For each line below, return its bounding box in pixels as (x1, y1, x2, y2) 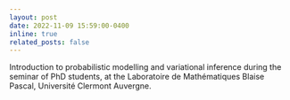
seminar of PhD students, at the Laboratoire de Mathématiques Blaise (9, 72, 265, 82)
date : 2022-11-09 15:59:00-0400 (9, 21, 129, 30)
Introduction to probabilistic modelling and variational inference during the (9, 62, 282, 73)
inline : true (9, 29, 58, 38)
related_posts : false (9, 37, 90, 47)
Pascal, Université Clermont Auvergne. (9, 81, 152, 91)
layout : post (9, 12, 58, 22)
